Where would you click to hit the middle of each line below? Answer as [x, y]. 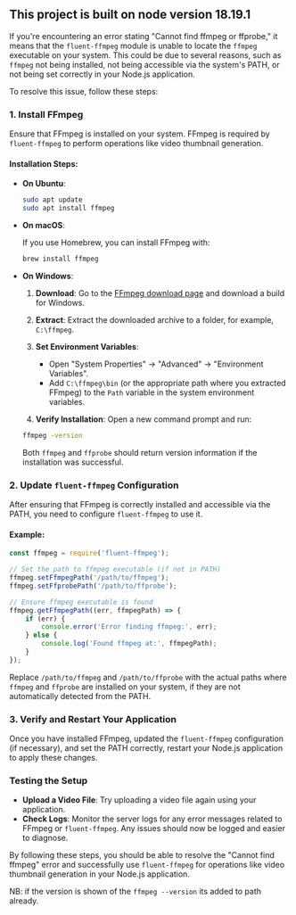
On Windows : [48, 276]
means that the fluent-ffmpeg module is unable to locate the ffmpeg [133, 45]
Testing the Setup [49, 781]
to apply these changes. [53, 758]
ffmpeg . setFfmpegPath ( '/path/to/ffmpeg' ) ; [89, 578]
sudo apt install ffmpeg [68, 209]
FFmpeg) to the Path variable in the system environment [152, 392]
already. [24, 901]
